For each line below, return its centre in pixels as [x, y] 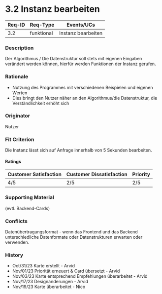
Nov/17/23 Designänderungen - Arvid [50, 282]
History [14, 255]
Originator [18, 116]
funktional [41, 33]
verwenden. [17, 242]
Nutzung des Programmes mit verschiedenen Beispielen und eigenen [83, 87]
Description [19, 48]
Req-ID [16, 25]
